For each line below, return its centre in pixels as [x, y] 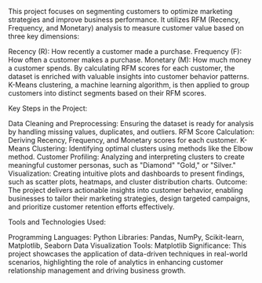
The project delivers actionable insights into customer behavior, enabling [126, 190]
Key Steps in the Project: [48, 108]
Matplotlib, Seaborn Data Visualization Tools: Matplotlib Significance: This [127, 245]
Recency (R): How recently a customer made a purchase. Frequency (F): [125, 51]
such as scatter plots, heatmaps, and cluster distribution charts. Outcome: [128, 182]
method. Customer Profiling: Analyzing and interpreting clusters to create [126, 157]
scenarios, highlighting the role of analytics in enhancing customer [116, 262]
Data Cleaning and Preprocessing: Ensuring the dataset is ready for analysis [131, 123]
